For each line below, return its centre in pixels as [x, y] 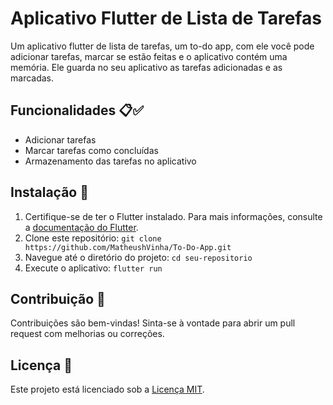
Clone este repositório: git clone [93, 238]
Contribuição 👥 [58, 298]
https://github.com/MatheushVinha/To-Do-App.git [128, 247]
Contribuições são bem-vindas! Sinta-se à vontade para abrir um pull [153, 323]
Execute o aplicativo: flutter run [93, 268]
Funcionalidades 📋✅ [77, 110]
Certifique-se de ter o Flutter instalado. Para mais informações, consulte [173, 216]
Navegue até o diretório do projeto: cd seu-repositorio [138, 257]
